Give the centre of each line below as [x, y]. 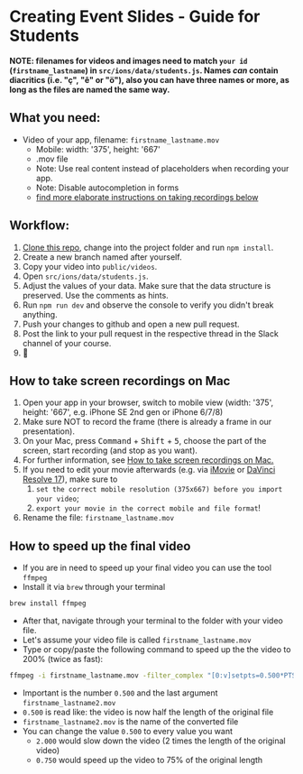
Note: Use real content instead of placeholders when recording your [162, 168]
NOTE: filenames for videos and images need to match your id [129, 60]
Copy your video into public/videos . [90, 266]
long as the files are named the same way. [90, 89]
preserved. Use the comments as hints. [95, 295]
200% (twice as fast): [63, 659]
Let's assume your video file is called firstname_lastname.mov [137, 640]
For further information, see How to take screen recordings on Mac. [148, 460]
